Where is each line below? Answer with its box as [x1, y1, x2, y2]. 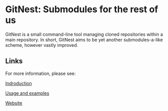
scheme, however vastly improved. [5, 42, 79, 48]
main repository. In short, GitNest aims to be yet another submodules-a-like [5, 37, 163, 43]
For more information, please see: [5, 70, 76, 76]
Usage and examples [5, 90, 50, 96]
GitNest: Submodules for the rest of [5, 4, 158, 15]
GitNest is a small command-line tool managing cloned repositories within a [5, 31, 163, 37]
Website [5, 100, 23, 106]
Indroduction [5, 80, 32, 86]
